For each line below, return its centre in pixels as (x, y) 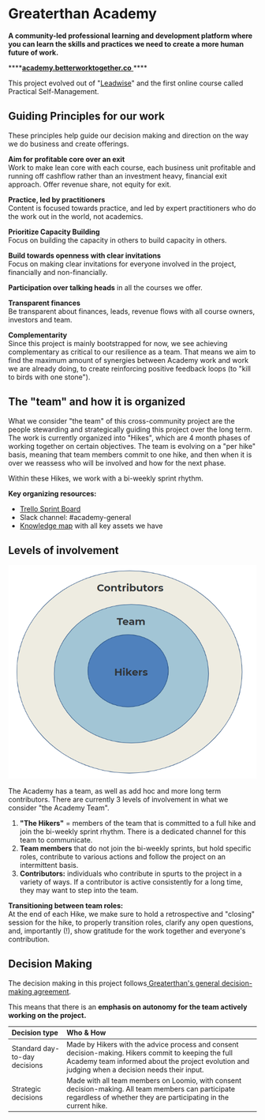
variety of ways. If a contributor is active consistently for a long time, (131, 881)
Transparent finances (45, 303)
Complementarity (38, 335)
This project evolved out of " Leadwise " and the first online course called (126, 83)
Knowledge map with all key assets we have (91, 526)
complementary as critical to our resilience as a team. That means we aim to (132, 352)
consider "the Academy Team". (59, 808)
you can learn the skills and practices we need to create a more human (126, 43)
